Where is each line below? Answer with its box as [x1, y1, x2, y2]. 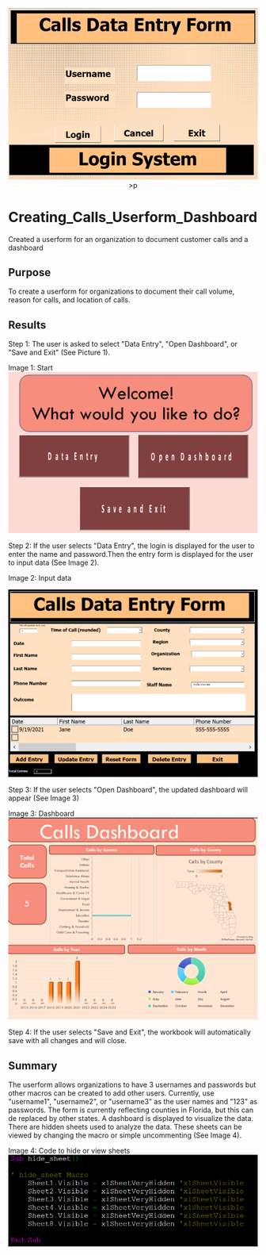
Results [8, 318, 47, 332]
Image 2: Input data [8, 573, 72, 582]
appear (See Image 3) [8, 793, 80, 803]
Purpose [8, 266, 51, 279]
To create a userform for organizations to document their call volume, [8, 286, 235, 297]
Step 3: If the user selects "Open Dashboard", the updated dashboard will [8, 785, 248, 794]
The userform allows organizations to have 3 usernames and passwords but [8, 1080, 256, 1090]
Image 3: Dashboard [8, 808, 75, 818]
